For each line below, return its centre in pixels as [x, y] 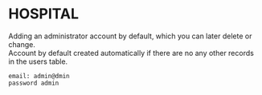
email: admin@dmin [39, 76]
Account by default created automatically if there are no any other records [131, 53]
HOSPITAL [43, 14]
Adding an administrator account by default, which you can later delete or [130, 36]
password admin [34, 83]
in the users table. [38, 61]
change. [22, 44]
